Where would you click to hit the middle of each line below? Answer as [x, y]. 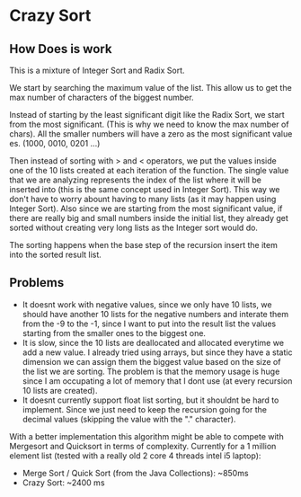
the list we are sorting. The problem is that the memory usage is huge [151, 371]
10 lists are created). [60, 390]
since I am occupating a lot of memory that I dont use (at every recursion [157, 381]
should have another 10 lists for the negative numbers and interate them [155, 314]
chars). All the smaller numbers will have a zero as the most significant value [151, 134]
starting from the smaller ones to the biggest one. [114, 333]
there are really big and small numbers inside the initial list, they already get [149, 218]
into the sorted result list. [55, 254]
